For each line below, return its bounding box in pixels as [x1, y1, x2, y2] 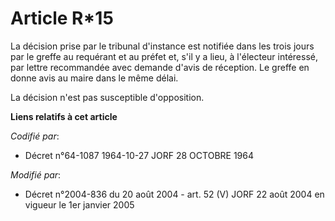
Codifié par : [10, 130, 60, 142]
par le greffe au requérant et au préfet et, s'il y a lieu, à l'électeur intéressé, [10, 50, 318, 62]
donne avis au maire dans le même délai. [10, 72, 179, 84]
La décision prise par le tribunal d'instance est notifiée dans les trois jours [10, 40, 315, 52]
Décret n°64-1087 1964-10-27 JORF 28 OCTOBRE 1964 [24, 149, 254, 161]
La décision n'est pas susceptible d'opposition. [10, 91, 205, 103]
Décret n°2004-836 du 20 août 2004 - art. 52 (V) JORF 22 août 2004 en [24, 188, 325, 200]
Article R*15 [10, 7, 114, 30]
